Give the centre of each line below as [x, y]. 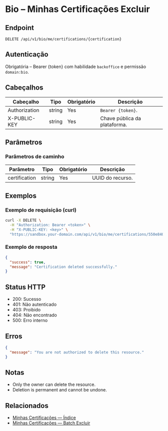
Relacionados [27, 406]
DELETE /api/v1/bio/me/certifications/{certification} [63, 39]
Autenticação [27, 54]
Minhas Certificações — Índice [44, 418]
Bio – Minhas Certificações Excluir [77, 9]
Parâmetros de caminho [35, 156]
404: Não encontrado [35, 315]
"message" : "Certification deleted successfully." [63, 267]
